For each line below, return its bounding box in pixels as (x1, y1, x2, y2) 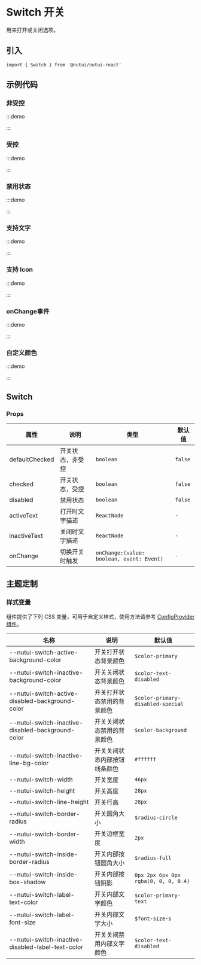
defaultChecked (9, 455, 54, 464)
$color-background (134, 726, 187, 733)
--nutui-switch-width (9, 775, 73, 784)
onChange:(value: (95, 549, 145, 556)
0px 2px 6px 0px (134, 872, 181, 878)
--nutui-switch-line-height (9, 797, 89, 806)
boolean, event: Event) (95, 555, 163, 562)
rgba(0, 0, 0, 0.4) (134, 878, 190, 884)
